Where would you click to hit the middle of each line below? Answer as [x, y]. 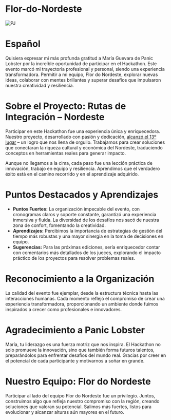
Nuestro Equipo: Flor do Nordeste [78, 381]
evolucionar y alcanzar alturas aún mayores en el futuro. [65, 412]
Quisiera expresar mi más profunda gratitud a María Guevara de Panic [79, 58]
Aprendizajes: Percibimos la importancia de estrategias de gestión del [88, 231]
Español [23, 44]
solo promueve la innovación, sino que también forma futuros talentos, [80, 350]
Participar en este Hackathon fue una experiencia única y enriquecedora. [83, 131]
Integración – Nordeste [55, 117]
